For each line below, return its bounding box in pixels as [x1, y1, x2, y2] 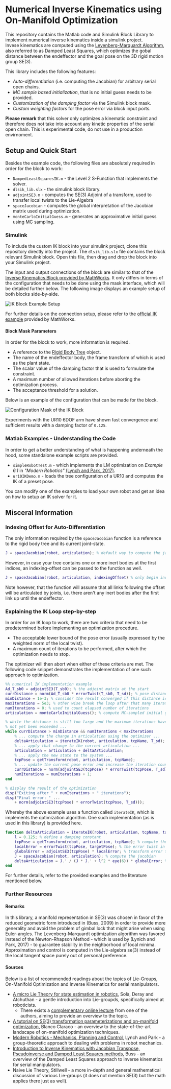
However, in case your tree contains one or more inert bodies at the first [5, 560, 156, 566]
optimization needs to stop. [12, 651, 70, 657]
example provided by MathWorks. [5, 316, 76, 322]
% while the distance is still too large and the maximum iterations [5, 719, 156, 725]
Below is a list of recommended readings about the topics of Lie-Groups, [5, 976, 158, 982]
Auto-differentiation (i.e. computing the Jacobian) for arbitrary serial [12, 78, 156, 84]
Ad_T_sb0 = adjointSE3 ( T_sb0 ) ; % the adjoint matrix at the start [5, 686, 149, 692]
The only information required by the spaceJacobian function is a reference [5, 535, 162, 541]
